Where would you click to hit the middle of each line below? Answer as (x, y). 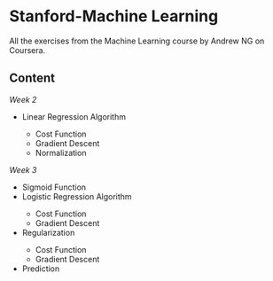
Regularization (48, 232)
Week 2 (23, 99)
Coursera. (27, 50)
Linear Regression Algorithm (74, 116)
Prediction (41, 269)
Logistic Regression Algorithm (77, 196)
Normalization (61, 152)
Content (32, 78)
